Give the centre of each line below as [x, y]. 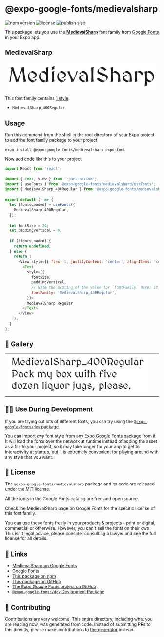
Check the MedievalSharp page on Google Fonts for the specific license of [80, 508]
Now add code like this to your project [43, 159]
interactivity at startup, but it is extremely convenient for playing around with [82, 452]
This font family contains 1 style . [37, 98]
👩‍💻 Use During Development [49, 410]
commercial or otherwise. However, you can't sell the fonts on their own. [78, 528]
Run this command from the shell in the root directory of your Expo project [80, 135]
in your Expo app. [23, 37]
